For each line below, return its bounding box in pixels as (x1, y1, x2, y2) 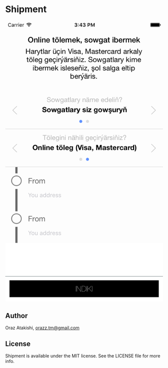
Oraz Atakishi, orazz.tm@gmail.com (5, 325, 80, 331)
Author (5, 311, 28, 320)
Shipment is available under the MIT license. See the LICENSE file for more (5, 352, 160, 359)
